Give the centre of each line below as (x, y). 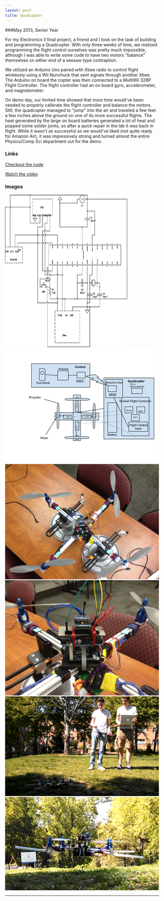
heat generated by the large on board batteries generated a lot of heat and (80, 120)
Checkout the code (24, 164)
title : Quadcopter (24, 15)
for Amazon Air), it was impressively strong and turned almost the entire (77, 136)
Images (14, 186)
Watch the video (21, 174)
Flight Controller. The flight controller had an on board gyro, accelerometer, (81, 85)
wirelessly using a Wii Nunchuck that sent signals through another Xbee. (78, 75)
